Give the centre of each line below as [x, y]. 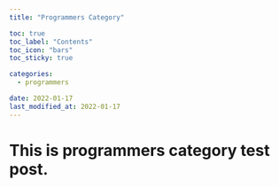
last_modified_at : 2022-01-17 [65, 106]
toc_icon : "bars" [41, 50]
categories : [31, 74]
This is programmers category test [139, 150]
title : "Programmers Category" [67, 17]
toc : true [27, 33]
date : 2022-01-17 [41, 98]
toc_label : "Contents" [51, 42]
